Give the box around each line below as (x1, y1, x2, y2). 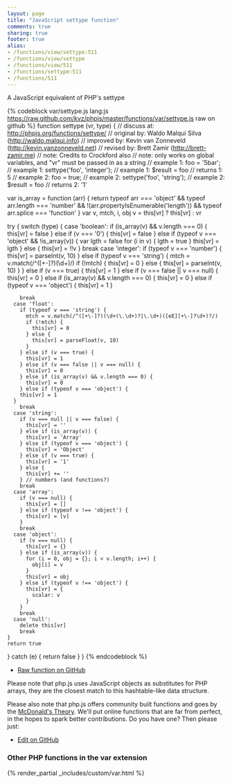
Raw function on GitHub (17, 666, 86, 674)
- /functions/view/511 (7, 62, 73, 69)
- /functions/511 (7, 74, 57, 82)
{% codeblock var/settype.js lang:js (7, 107, 109, 115)
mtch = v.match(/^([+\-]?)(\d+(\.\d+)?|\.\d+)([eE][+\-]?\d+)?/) (25, 313, 218, 320)
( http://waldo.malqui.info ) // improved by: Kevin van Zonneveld (7, 137, 186, 145)
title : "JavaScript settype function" (7, 17, 119, 24)
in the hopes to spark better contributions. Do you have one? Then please (7, 715, 217, 723)
